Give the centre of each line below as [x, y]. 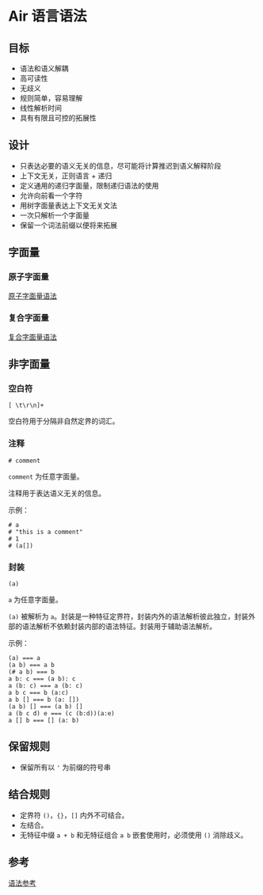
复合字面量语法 [32, 336]
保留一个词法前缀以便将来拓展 [68, 225]
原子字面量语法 [32, 296]
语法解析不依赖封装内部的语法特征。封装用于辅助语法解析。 [119, 627]
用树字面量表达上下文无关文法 [68, 205]
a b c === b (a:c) [38, 693]
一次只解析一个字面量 [54, 215]
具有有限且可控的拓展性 [58, 118]
